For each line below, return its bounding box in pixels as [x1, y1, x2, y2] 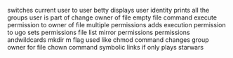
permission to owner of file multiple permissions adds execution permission [7, 21, 226, 29]
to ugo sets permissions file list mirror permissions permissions [7, 28, 191, 36]
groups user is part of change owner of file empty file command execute [7, 13, 218, 22]
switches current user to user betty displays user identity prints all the [7, 6, 210, 14]
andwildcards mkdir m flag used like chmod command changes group [7, 36, 209, 44]
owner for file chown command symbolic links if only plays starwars [7, 43, 204, 51]
